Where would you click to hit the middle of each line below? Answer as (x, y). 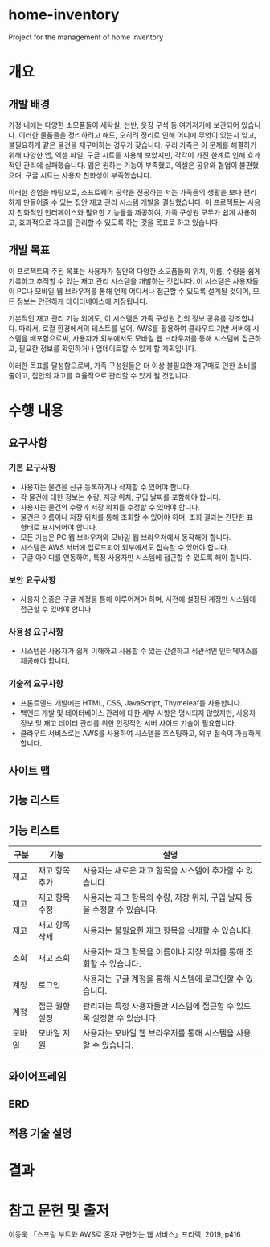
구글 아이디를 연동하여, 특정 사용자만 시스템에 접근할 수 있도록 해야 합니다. (135, 557)
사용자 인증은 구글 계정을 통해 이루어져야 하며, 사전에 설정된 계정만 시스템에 (138, 599)
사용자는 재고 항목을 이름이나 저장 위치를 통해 (163, 952)
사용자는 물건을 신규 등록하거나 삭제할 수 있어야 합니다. (106, 487)
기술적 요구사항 (36, 684)
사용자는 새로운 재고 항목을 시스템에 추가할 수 (163, 871)
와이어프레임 (37, 1076)
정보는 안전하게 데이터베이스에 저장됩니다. (82, 301)
